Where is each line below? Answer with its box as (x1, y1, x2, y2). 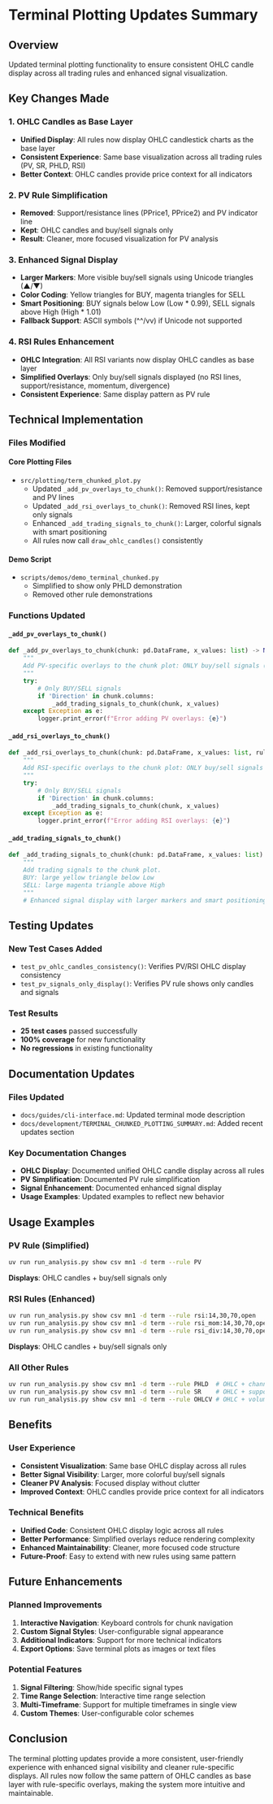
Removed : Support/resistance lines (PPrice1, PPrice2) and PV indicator (19, 207, 258, 217)
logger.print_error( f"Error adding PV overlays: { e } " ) (37, 715, 227, 723)
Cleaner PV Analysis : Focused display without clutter (19, 1478, 201, 1488)
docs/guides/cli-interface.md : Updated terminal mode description (19, 1110, 245, 1119)
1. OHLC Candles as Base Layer (8, 116, 133, 128)
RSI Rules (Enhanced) (8, 1293, 96, 1304)
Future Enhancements (8, 1575, 123, 1589)
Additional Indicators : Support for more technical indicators (19, 1635, 222, 1645)
